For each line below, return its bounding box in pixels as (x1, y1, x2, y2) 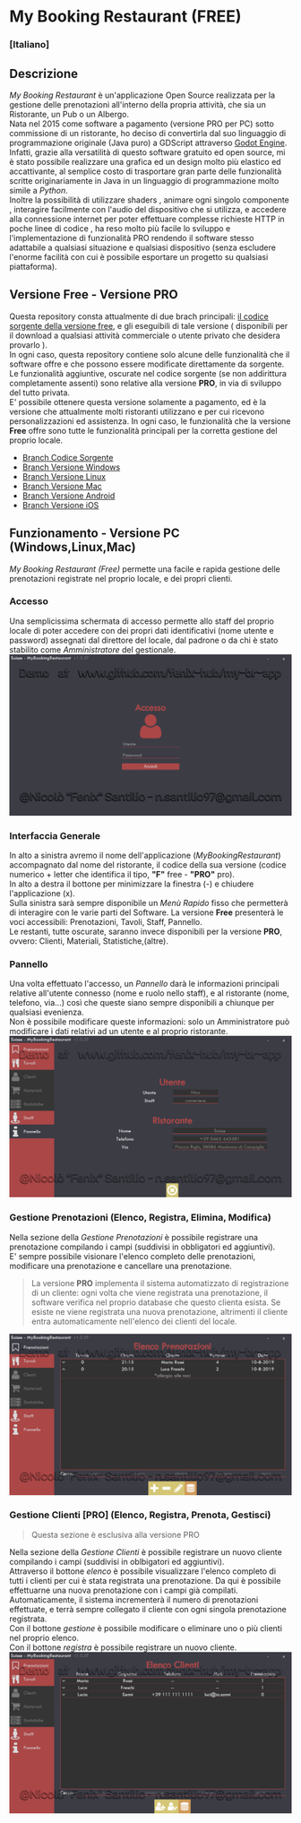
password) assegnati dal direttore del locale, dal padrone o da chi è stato (9, 635, 279, 645)
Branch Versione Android (21, 490, 116, 501)
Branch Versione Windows (21, 462, 121, 472)
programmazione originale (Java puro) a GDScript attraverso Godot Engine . (9, 137, 288, 148)
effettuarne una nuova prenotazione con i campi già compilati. (9, 1585, 239, 1595)
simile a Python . (9, 185, 69, 195)
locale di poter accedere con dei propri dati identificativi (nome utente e (9, 625, 275, 635)
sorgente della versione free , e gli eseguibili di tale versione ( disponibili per (9, 320, 288, 331)
